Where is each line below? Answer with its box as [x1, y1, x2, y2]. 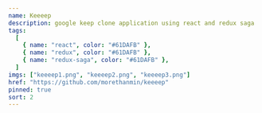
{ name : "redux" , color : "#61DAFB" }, [22, 49, 151, 56]
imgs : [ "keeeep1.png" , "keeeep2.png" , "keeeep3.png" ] [8, 71, 191, 79]
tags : [8, 26, 26, 34]
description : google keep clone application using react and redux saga [8, 19, 255, 27]
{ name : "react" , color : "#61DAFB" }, [22, 41, 151, 49]
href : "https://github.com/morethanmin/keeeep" [8, 78, 170, 86]
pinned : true [8, 85, 52, 94]
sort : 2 [8, 93, 34, 101]
